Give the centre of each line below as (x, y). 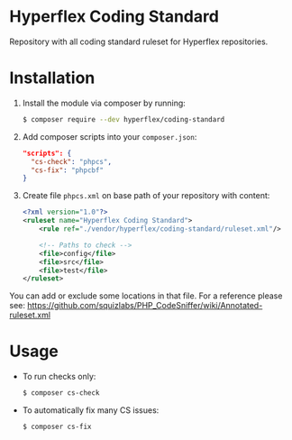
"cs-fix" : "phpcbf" (68, 170)
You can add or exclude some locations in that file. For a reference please (146, 296)
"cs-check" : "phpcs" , (72, 161)
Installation (52, 78)
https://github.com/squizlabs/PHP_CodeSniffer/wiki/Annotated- (145, 306)
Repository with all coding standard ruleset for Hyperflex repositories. (139, 41)
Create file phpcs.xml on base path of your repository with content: (146, 196)
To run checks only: (59, 377)
